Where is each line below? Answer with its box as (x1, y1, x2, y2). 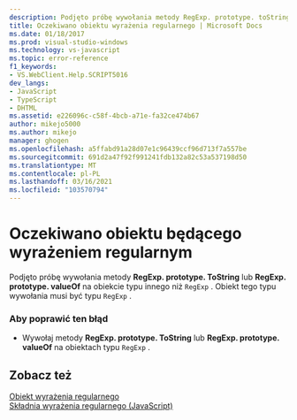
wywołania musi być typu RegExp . (9, 290, 133, 301)
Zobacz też (9, 368, 72, 383)
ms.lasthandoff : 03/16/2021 (9, 178, 113, 187)
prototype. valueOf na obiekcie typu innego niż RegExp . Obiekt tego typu (9, 280, 277, 292)
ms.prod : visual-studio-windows (9, 37, 128, 47)
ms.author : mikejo (9, 128, 77, 137)
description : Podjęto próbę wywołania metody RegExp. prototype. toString (9, 12, 291, 22)
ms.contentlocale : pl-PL (9, 169, 101, 178)
